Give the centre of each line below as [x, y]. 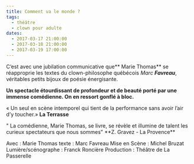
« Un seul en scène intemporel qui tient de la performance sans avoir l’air [95, 108]
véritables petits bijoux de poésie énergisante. [62, 79]
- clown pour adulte [37, 28]
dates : [14, 34]
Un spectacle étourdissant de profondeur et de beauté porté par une [91, 90]
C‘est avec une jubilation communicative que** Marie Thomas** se [88, 66]
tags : [13, 17]
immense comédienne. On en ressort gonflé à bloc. [70, 96]
